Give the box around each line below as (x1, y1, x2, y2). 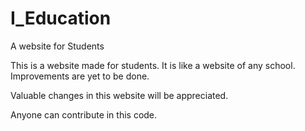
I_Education (10, 7, 112, 30)
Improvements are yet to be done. (10, 70, 150, 82)
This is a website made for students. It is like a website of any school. (10, 59, 296, 71)
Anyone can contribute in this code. (10, 108, 158, 121)
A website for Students (10, 40, 105, 52)
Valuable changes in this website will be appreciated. (10, 89, 229, 101)
